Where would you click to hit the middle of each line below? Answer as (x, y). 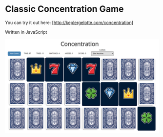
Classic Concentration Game (64, 9)
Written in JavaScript (26, 32)
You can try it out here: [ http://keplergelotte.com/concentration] (69, 23)
